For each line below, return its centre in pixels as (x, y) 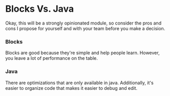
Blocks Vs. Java (40, 9)
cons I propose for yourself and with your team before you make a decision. (85, 28)
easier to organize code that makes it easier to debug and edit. (71, 88)
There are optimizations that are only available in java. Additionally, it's (79, 83)
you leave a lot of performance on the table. (52, 58)
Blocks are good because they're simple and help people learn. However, (82, 53)
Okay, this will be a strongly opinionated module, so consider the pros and (83, 23)
